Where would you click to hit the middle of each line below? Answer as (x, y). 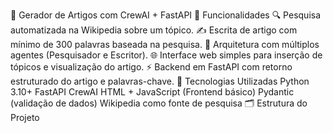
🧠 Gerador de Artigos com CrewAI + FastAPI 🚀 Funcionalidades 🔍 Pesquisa (166, 15)
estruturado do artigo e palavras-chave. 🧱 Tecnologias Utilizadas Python (160, 81)
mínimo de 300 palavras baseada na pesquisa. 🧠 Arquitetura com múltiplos (165, 44)
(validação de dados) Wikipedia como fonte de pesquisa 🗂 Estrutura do (159, 103)
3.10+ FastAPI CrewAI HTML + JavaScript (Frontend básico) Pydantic (152, 92)
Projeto (25, 117)
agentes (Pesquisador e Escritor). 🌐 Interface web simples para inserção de (166, 55)
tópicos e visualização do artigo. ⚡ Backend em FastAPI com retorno (151, 67)
